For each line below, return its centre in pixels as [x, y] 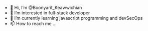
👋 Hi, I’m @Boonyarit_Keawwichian [46, 8]
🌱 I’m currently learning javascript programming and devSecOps [76, 18]
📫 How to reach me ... [33, 24]
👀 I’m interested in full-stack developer [50, 13]
